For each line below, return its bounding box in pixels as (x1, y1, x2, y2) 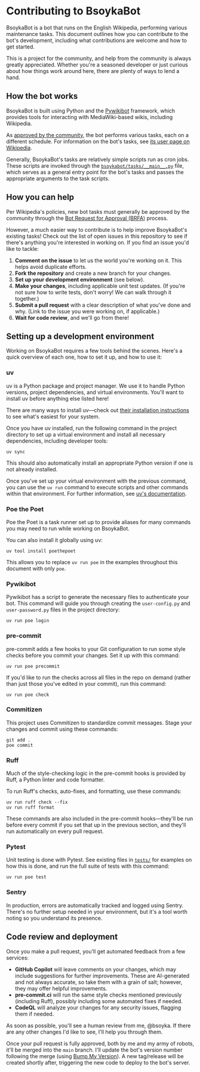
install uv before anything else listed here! (6, 395, 109, 402)
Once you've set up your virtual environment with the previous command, (6, 477, 187, 484)
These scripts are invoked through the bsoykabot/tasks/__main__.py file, (6, 162, 184, 169)
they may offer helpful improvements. (14, 985, 107, 992)
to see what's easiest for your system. (6, 413, 100, 420)
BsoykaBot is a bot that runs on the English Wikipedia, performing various (6, 24, 187, 31)
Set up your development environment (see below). (14, 275, 145, 283)
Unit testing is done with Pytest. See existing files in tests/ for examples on (6, 856, 192, 864)
